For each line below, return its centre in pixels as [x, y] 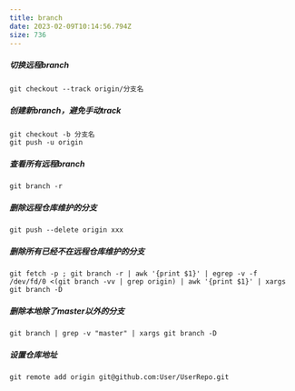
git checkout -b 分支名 [52, 135]
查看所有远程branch [47, 164]
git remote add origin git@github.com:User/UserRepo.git [119, 377]
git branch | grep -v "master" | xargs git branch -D [113, 334]
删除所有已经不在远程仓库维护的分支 [77, 251]
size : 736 [28, 35]
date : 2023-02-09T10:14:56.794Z [70, 26]
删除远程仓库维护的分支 [53, 207]
